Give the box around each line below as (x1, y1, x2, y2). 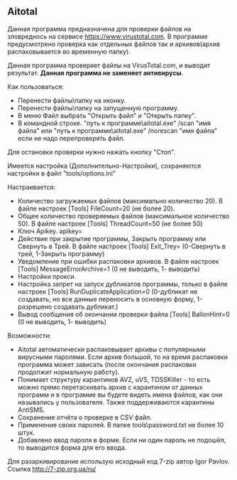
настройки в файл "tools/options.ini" (7, 169, 116, 177)
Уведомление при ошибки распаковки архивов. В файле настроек (17, 257, 219, 265)
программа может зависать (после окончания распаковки (17, 360, 197, 368)
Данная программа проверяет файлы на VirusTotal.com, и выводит (7, 60, 211, 70)
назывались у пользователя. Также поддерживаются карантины (17, 398, 215, 406)
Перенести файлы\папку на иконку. (17, 96, 126, 105)
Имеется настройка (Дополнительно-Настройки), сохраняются (7, 161, 201, 170)
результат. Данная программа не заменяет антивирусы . (7, 68, 184, 77)
